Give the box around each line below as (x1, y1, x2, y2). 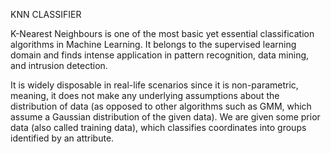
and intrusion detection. (10, 60, 108, 71)
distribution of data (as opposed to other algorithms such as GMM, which (10, 100, 312, 112)
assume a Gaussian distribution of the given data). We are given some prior (10, 111, 321, 123)
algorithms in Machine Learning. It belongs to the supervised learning (10, 39, 297, 50)
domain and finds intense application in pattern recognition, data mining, (10, 49, 310, 61)
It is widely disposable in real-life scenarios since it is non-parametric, (10, 79, 299, 91)
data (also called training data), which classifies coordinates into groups (10, 122, 307, 133)
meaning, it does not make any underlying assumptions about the (10, 90, 280, 101)
